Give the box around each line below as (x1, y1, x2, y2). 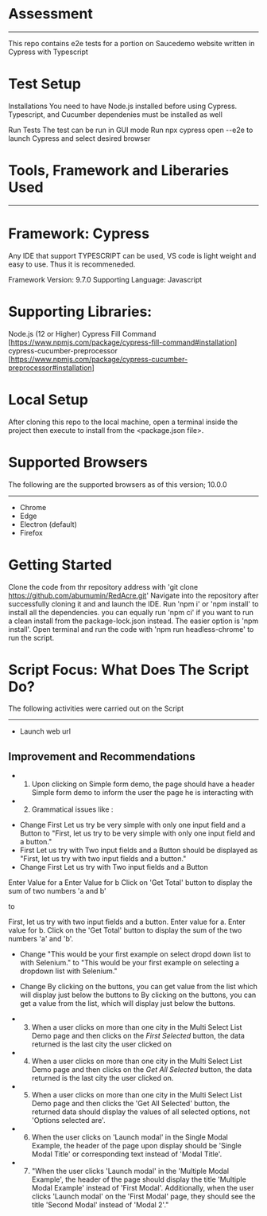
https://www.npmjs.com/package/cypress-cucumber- (10, 354, 188, 364)
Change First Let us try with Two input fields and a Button (19, 863, 208, 872)
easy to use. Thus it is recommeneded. (8, 259, 136, 269)
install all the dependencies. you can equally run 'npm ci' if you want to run (8, 607, 254, 617)
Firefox (19, 528, 44, 537)
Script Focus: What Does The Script (8, 661, 250, 679)
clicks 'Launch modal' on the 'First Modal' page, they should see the (31, 1191, 256, 1202)
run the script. (8, 633, 55, 642)
